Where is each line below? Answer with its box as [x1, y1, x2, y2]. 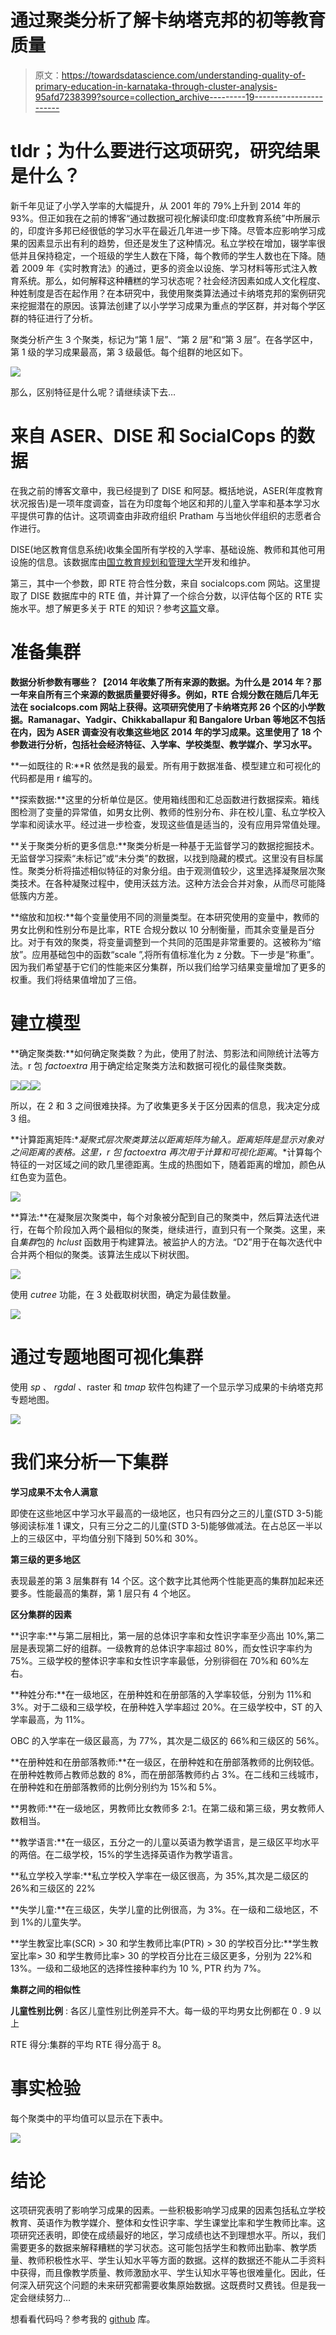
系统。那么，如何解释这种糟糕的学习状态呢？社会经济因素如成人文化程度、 [18, 274, 326, 286]
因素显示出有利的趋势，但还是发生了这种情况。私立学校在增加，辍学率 [27, 237, 317, 249]
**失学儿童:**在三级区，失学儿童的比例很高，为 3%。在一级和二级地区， [10, 1903, 310, 1915]
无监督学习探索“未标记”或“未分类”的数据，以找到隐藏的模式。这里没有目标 [10, 852, 315, 864]
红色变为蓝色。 [10, 1171, 72, 1183]
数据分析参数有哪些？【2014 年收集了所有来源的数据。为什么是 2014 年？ [10, 676, 313, 688]
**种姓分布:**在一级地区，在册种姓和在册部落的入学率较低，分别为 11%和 [10, 1688, 312, 1700]
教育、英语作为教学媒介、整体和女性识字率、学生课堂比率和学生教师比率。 [10, 2217, 317, 2229]
